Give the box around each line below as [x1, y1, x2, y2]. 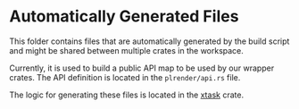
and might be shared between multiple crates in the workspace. [9, 45, 244, 55]
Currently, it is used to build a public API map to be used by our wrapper [9, 63, 275, 73]
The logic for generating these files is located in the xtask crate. [9, 89, 244, 100]
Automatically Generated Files [9, 6, 239, 27]
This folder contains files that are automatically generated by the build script [9, 36, 290, 46]
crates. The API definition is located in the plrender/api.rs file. [9, 71, 241, 82]
